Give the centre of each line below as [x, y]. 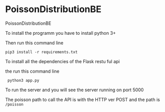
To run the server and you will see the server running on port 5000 [74, 90]
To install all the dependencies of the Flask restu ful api [63, 61]
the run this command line [32, 71]
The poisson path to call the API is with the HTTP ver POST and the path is [83, 99]
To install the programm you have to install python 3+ [61, 33]
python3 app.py [23, 80]
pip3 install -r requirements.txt [42, 52]
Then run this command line [34, 43]
